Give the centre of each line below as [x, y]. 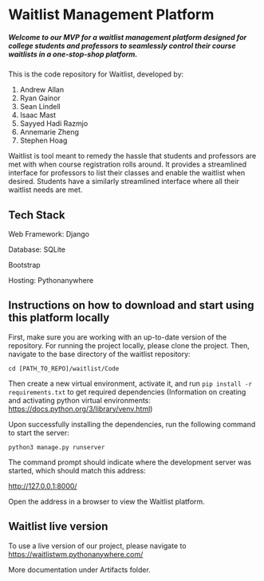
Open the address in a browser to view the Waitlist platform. [106, 501]
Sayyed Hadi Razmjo [54, 124]
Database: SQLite [37, 249]
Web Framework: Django [49, 234]
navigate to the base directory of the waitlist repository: [99, 354]
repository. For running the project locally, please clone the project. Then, [129, 345]
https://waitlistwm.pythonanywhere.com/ [76, 554]
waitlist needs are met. [45, 190]
